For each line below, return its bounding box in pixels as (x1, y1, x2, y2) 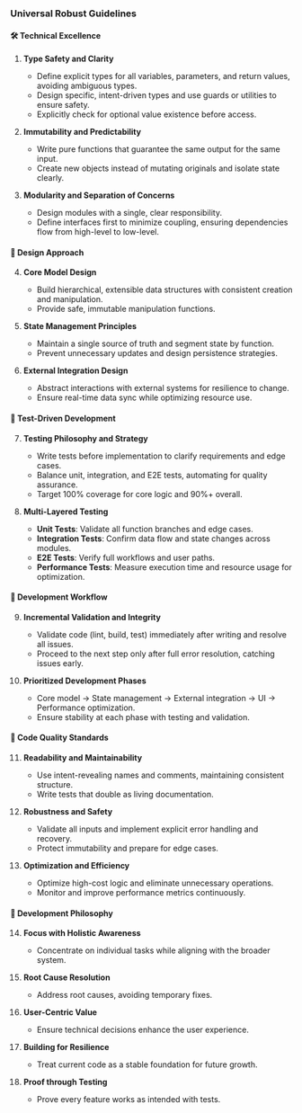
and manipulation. (36, 294, 103, 305)
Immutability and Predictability (22, 127, 142, 138)
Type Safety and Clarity (22, 53, 114, 65)
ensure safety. (36, 100, 91, 111)
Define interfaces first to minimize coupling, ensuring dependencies (36, 217, 289, 227)
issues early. (36, 657, 84, 668)
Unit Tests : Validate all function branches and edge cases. (36, 523, 254, 534)
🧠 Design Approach (10, 246, 84, 258)
